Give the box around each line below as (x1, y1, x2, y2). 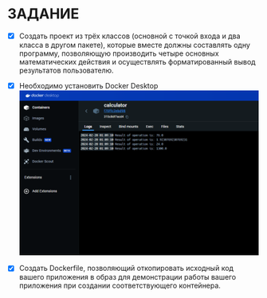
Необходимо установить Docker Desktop (18, 81, 159, 90)
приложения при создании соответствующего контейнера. (18, 280, 221, 291)
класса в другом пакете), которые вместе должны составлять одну (18, 41, 250, 49)
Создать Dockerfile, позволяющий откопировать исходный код (18, 264, 234, 273)
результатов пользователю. (18, 65, 114, 75)
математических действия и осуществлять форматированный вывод (18, 57, 256, 66)
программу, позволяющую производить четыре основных (18, 49, 220, 58)
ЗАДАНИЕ (7, 5, 80, 23)
